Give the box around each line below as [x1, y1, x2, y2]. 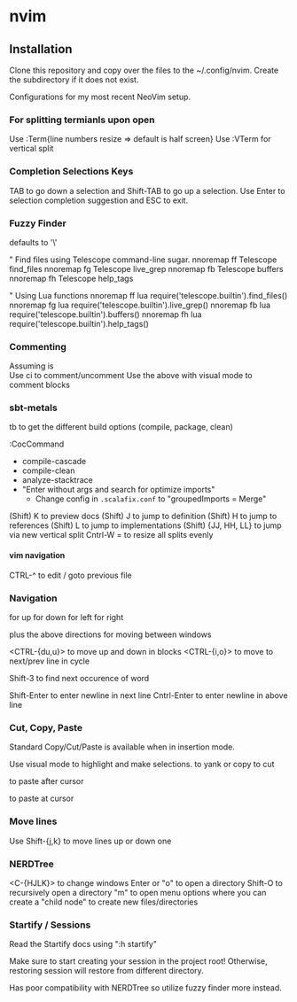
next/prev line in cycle [9, 656, 90, 666]
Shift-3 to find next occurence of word [9, 672, 150, 683]
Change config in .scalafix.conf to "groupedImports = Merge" [35, 493, 267, 504]
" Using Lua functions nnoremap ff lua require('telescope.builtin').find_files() [9, 290, 288, 300]
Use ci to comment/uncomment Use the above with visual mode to [9, 370, 253, 381]
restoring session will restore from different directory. [9, 966, 204, 976]
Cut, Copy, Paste [9, 721, 82, 734]
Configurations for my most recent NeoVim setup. [9, 91, 191, 102]
